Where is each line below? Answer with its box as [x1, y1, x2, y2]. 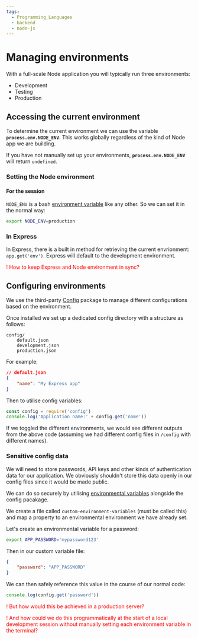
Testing [14, 88, 34, 96]
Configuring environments [6, 281, 106, 291]
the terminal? [6, 627, 38, 634]
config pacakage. [6, 496, 49, 503]
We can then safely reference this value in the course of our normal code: [6, 581, 186, 588]
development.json [17, 342, 60, 349]
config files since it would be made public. [6, 478, 109, 485]
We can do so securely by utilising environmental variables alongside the [6, 489, 184, 497]
